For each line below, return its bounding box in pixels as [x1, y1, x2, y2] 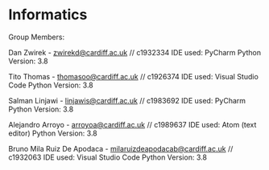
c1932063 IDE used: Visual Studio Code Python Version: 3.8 [8, 152, 208, 162]
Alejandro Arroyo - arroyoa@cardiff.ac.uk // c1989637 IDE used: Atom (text [8, 119, 257, 129]
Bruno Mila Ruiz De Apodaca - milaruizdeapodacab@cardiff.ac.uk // [8, 144, 234, 153]
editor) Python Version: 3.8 [8, 128, 98, 138]
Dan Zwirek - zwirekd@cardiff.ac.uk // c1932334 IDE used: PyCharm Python [8, 47, 262, 57]
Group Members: [8, 32, 65, 42]
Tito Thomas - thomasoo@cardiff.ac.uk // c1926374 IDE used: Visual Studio [8, 71, 259, 81]
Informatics [8, 6, 88, 24]
